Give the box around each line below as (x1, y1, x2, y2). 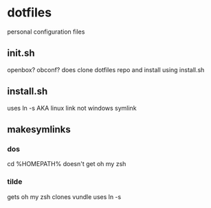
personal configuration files (7, 27, 85, 36)
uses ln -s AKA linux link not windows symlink (7, 104, 137, 112)
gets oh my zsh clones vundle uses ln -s (7, 192, 122, 200)
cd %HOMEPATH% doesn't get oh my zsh (7, 160, 126, 168)
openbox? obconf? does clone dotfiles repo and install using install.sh (7, 65, 205, 73)
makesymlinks (7, 124, 71, 135)
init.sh (7, 47, 35, 59)
